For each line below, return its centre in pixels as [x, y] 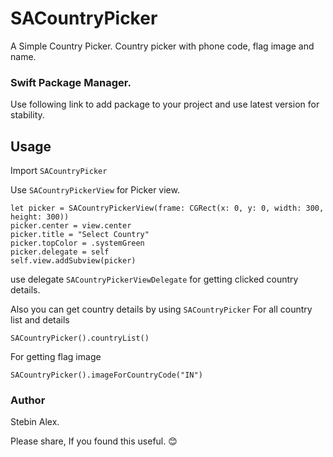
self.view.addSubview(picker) [73, 261]
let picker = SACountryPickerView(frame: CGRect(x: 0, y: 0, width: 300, [167, 208]
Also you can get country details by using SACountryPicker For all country [161, 309]
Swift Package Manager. [71, 82]
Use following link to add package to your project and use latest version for [165, 104]
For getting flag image [56, 357]
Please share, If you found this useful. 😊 [94, 441]
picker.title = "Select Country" [80, 235]
